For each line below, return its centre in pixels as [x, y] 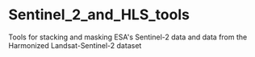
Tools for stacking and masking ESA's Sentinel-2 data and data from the [128, 37]
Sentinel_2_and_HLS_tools [99, 15]
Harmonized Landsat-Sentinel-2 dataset [75, 45]
